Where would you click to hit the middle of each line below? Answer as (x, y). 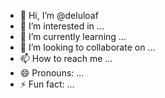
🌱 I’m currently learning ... (73, 36)
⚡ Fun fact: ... (47, 84)
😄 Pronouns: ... (52, 73)
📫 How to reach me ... (66, 58)
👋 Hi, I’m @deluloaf (59, 15)
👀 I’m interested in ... (62, 26)
